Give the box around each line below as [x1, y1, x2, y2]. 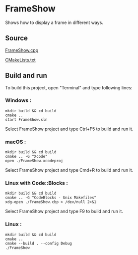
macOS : [5, 138, 26, 145]
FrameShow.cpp [5, 47, 39, 53]
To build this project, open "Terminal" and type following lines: [5, 84, 133, 90]
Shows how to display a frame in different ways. [5, 19, 103, 25]
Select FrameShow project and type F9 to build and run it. [5, 208, 123, 215]
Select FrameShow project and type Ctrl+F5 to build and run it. [5, 126, 134, 132]
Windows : [5, 97, 32, 104]
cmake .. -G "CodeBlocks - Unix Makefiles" [5, 195, 97, 200]
